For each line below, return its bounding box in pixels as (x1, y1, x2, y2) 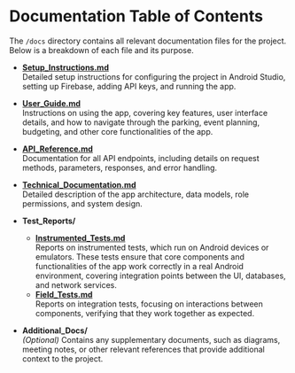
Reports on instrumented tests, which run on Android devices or (35, 242, 269, 253)
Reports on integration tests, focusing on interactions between (35, 299, 264, 309)
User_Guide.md (21, 97, 82, 108)
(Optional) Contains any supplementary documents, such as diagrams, (21, 334, 281, 345)
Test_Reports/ (21, 215, 76, 226)
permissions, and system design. (21, 198, 144, 209)
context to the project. (21, 353, 104, 364)
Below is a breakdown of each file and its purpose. (9, 44, 194, 55)
